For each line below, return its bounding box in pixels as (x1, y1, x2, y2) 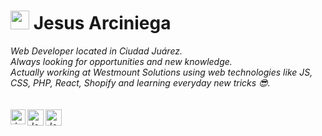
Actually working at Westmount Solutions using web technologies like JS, (10, 66, 313, 78)
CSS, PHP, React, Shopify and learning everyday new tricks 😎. (10, 76, 271, 89)
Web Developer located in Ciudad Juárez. (10, 45, 183, 57)
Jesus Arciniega (33, 12, 172, 35)
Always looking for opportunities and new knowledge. (10, 55, 233, 67)
